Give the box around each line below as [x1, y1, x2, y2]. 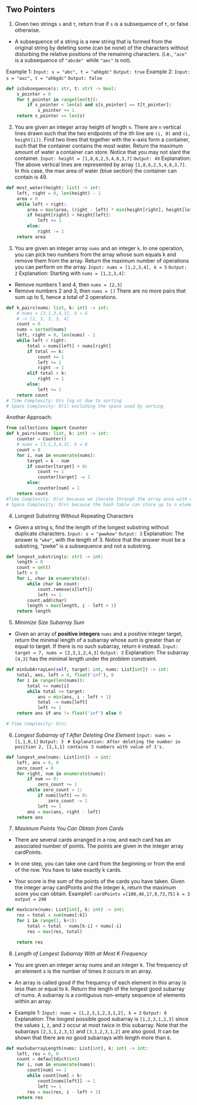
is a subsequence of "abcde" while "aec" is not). [14, 56, 132, 63]
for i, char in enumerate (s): [16, 576, 91, 582]
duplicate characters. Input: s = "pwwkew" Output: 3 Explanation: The [14, 530, 185, 537]
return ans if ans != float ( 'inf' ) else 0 [16, 710, 122, 716]
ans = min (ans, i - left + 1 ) [37, 694, 111, 700]
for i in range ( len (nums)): [16, 677, 85, 683]
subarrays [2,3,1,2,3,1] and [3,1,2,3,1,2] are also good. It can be [14, 1027, 179, 1035]
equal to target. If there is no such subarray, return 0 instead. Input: [14, 643, 179, 650]
